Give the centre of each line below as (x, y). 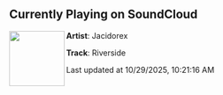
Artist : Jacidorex (97, 35)
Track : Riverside (96, 53)
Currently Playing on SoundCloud (104, 15)
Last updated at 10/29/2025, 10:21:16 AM (140, 69)
